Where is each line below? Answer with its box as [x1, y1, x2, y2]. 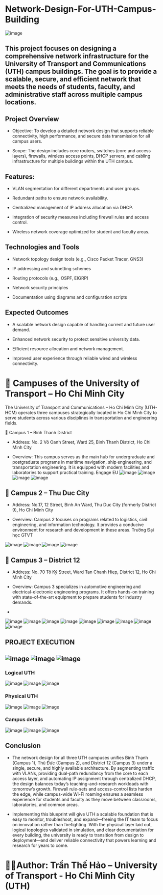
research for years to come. [12, 842, 69, 848]
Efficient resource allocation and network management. [12, 345, 124, 352]
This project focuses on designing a [5, 44, 116, 53]
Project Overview [5, 114, 59, 123]
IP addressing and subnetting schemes [12, 265, 91, 271]
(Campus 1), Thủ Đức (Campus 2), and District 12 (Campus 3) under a [12, 760, 153, 766]
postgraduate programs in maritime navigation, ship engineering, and [12, 459, 152, 465]
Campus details [5, 716, 43, 723]
